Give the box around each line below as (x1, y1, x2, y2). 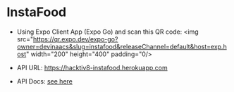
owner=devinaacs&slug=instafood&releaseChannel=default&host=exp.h (16, 42, 227, 51)
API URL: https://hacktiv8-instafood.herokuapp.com (16, 63, 168, 72)
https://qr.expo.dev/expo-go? (33, 34, 118, 43)
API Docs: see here (16, 77, 73, 85)
